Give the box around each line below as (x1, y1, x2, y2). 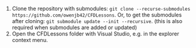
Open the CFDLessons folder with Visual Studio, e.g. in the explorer (11, 30, 179, 37)
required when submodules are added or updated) (11, 24, 137, 31)
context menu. (11, 37, 48, 43)
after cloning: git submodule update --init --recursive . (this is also (11, 18, 183, 24)
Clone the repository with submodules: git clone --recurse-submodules (11, 5, 191, 12)
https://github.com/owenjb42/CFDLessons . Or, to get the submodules (11, 11, 182, 18)
